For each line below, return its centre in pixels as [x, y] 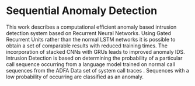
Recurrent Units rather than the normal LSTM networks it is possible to [91, 39]
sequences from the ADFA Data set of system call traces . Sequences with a [98, 70]
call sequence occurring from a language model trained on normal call [90, 64]
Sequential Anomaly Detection [82, 11]
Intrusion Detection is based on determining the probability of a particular [94, 58]
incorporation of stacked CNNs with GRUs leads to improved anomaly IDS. [95, 51]
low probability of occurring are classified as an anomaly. [75, 77]
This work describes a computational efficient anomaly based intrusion [91, 27]
